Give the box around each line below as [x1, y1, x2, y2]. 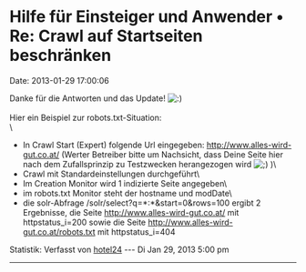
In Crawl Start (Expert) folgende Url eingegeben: [22, 139, 205, 150]
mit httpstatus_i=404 [97, 226, 176, 237]
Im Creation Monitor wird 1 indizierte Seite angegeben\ [22, 177, 228, 188]
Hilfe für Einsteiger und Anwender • [9, 6, 284, 27]
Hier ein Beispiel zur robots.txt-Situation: [9, 112, 162, 123]
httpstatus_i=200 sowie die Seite [22, 217, 147, 227]
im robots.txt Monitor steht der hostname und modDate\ [22, 187, 232, 198]
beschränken [9, 45, 112, 65]
